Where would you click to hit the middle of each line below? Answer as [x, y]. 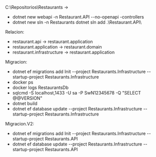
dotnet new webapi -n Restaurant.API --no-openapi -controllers [78, 17]
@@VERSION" [27, 98]
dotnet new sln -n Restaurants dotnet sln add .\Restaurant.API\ [77, 22]
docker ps [23, 82]
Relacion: [15, 32]
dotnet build [25, 103]
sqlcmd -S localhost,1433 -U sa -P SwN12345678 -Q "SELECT [77, 93]
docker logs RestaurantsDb [40, 87]
